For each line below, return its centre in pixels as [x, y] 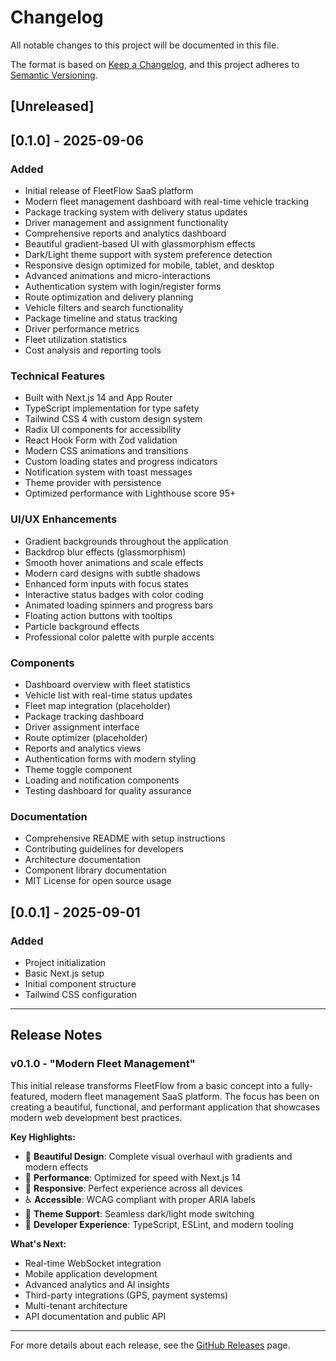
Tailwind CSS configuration [81, 994]
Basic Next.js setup [64, 973]
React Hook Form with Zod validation [101, 440]
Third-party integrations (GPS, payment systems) [126, 1295]
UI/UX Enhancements [64, 519]
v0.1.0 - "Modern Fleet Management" [103, 1064]
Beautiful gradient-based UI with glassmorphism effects [140, 244]
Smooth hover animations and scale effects [114, 562]
